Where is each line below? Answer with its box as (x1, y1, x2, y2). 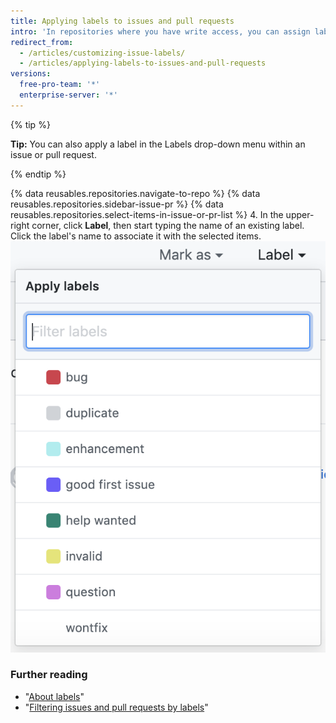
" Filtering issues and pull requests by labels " (24, 701, 209, 713)
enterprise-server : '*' (19, 90, 118, 100)
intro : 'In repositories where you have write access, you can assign (10, 26, 311, 37)
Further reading (10, 668, 88, 682)
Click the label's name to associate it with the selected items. (10, 230, 262, 242)
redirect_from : (10, 37, 74, 47)
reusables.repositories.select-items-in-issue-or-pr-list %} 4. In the (10, 208, 284, 220)
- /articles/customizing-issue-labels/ (19, 48, 186, 58)
